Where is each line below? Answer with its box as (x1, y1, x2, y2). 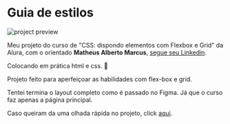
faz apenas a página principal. (7, 95, 93, 104)
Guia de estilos (7, 5, 94, 21)
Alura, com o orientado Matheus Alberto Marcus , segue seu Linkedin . (7, 48, 207, 56)
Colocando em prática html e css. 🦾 (7, 61, 109, 70)
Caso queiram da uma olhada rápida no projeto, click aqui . (7, 109, 173, 117)
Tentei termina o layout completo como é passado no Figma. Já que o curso (7, 88, 223, 96)
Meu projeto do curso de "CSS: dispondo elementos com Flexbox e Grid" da (7, 41, 224, 49)
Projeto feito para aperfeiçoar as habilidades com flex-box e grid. (7, 74, 193, 83)
